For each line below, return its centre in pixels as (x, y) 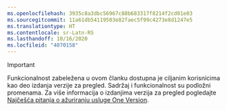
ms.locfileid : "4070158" (43, 45)
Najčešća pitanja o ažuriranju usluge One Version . (78, 100)
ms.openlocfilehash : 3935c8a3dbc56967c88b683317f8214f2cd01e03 (100, 13)
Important (21, 65)
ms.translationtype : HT (41, 26)
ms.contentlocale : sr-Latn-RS (51, 33)
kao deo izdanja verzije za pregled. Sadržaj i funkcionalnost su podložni (109, 85)
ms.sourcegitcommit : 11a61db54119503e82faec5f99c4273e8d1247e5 (100, 20)
